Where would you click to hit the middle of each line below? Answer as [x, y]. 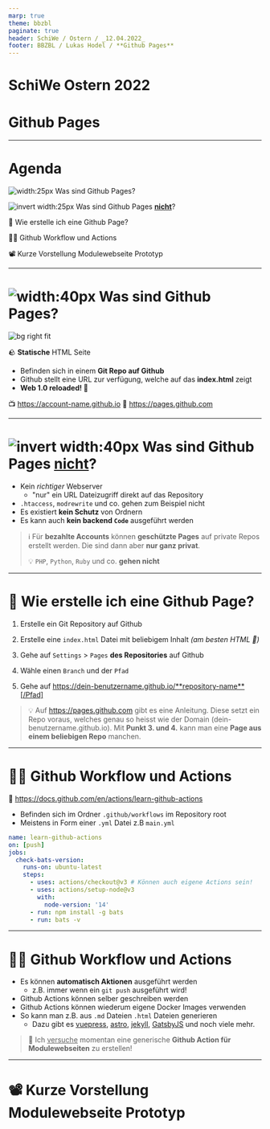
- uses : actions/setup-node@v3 [82, 890]
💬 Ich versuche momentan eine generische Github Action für [129, 1040]
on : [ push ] [27, 845]
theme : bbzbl [30, 23]
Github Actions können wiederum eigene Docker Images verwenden [133, 1007]
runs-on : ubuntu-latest [63, 867]
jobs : [17, 853]
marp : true [27, 16]
